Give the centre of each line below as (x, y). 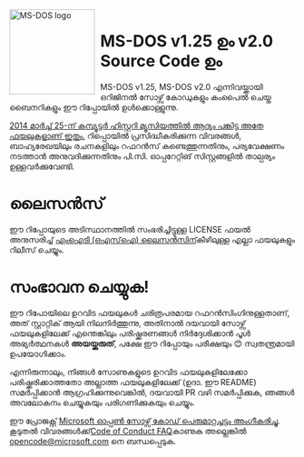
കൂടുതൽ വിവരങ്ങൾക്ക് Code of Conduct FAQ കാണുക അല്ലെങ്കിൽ (128, 431)
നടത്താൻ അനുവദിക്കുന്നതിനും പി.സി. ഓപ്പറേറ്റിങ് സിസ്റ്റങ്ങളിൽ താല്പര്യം (142, 156)
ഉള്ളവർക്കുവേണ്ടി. (42, 166)
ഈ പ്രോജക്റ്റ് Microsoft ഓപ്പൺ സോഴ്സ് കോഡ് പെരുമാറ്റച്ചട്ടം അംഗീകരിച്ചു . (145, 421)
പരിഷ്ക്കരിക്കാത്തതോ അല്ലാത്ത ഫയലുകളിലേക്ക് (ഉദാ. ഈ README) (133, 382)
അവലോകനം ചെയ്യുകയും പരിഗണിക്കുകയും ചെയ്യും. (102, 402)
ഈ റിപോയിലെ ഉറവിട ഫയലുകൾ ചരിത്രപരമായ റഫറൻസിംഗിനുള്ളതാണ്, (150, 313)
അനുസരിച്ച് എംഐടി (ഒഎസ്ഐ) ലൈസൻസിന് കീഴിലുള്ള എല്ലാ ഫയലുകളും (152, 239)
